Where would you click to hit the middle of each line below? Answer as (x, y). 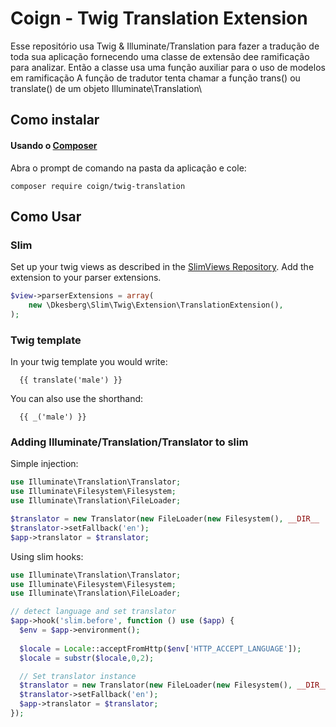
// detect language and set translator (93, 612)
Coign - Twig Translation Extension (159, 18)
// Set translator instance (78, 676)
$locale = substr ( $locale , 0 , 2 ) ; (87, 658)
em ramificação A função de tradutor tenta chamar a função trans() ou (155, 78)
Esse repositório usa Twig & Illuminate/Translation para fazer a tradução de (165, 46)
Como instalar (55, 120)
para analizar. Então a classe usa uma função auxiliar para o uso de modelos (168, 67)
